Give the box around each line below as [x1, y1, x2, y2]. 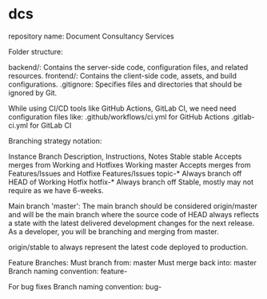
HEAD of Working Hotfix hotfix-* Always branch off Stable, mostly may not [8, 177, 254, 187]
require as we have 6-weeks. [8, 185, 104, 195]
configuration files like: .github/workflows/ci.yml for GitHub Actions [8, 111, 230, 121]
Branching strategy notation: [8, 135, 102, 145]
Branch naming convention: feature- [8, 266, 128, 276]
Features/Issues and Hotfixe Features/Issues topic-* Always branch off [8, 168, 242, 178]
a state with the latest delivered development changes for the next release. [8, 218, 255, 228]
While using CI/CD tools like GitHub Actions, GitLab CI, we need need [8, 103, 237, 113]
